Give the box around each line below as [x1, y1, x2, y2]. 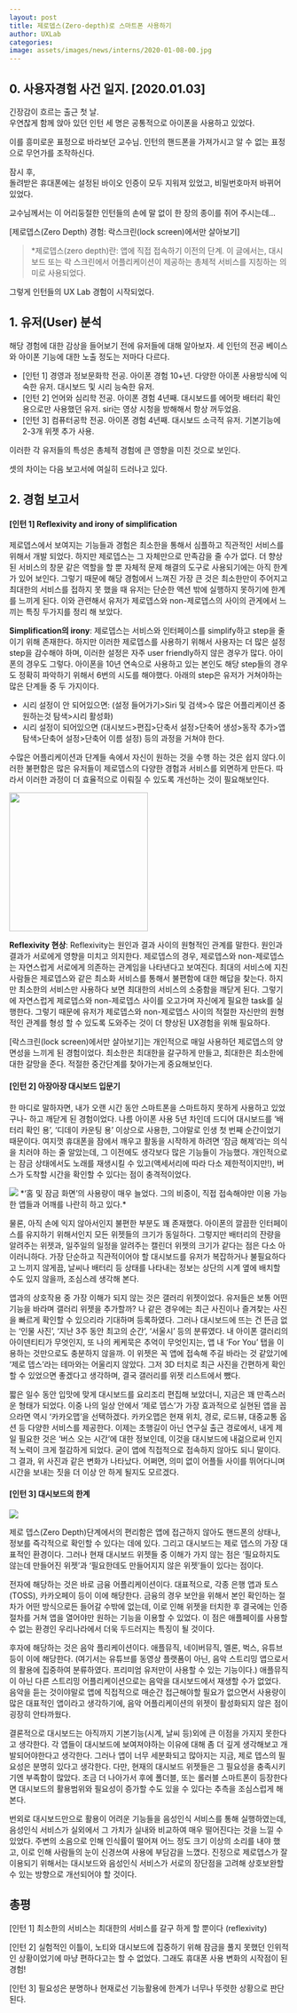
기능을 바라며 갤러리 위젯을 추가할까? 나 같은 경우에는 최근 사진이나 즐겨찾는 [9, 1303, 271, 1314]
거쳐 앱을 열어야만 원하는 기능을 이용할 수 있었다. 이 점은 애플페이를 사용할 [32, 1612, 288, 1623]
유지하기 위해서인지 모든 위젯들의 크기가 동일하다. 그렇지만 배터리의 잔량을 [25, 1228, 282, 1240]
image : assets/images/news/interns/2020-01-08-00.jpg [9, 46, 213, 55]
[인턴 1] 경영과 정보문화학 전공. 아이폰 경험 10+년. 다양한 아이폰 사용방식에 [21, 370, 278, 380]
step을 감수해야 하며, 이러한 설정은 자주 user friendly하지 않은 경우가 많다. [9, 648, 268, 659]
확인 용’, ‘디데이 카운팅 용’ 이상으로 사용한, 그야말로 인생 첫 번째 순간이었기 [25, 1124, 281, 1135]
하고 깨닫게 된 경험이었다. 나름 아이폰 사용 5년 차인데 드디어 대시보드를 [29, 1113, 273, 1124]
